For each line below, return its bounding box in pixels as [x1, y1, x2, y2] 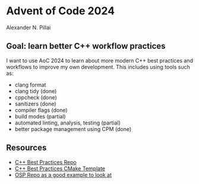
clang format [14, 81, 46, 88]
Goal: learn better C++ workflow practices [6, 41, 166, 51]
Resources [6, 143, 47, 153]
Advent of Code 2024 [6, 4, 115, 18]
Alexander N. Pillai [6, 24, 51, 31]
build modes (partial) [14, 113, 67, 120]
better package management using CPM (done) [14, 125, 132, 132]
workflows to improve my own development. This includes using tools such [6, 63, 190, 70]
